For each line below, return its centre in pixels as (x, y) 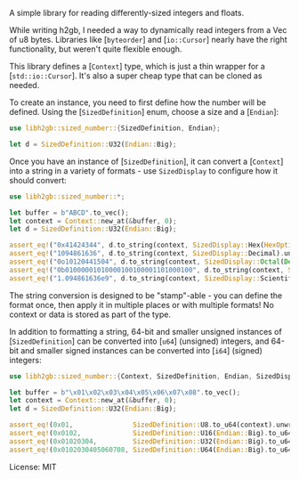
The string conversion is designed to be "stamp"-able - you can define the (146, 295)
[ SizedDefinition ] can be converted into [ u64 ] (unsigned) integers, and (139, 341)
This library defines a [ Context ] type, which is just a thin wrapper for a (137, 66)
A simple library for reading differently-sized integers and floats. (127, 13)
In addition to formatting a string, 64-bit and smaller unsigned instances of (145, 331)
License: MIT (33, 467)
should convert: (38, 180)
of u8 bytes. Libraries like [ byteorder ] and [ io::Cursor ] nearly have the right (148, 40)
